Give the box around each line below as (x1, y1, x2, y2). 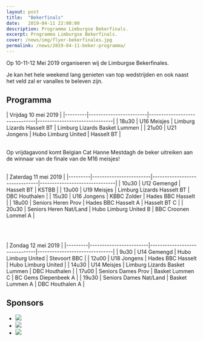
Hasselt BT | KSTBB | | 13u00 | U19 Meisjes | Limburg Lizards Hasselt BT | (6, 186, 190, 193)
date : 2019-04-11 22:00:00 (6, 20, 80, 26)
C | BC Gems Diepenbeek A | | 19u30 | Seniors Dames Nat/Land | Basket (6, 274, 187, 281)
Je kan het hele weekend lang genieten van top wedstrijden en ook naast (6, 71, 189, 78)
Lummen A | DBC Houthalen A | (6, 280, 85, 288)
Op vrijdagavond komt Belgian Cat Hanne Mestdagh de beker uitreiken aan (6, 148, 193, 156)
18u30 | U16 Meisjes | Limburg (119, 118, 195, 125)
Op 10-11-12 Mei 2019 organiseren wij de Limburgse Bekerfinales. (6, 59, 169, 67)
